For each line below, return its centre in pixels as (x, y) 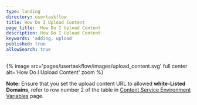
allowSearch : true (28, 50)
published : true (26, 44)
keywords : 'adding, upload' (40, 38)
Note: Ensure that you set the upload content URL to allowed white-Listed (96, 83)
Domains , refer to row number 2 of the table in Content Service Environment (98, 90)
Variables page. (25, 96)
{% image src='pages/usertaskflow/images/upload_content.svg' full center (97, 66)
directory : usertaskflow (36, 17)
